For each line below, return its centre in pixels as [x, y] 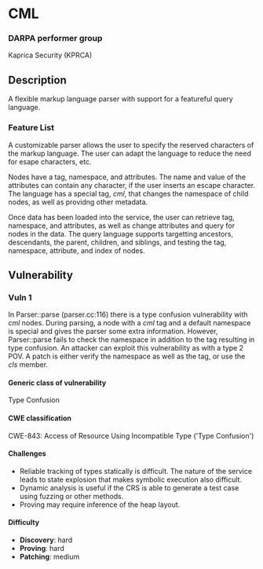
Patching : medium [49, 557]
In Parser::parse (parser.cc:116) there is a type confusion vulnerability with [128, 314]
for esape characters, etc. [50, 161]
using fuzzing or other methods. [71, 496]
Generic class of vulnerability [57, 383]
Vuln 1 [20, 297]
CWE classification [40, 418]
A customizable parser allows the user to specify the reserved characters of [131, 145]
